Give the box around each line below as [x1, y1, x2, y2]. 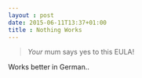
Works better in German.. [8, 62, 90, 72]
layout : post [8, 11, 55, 19]
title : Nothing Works [8, 26, 82, 34]
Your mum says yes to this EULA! [27, 48, 135, 57]
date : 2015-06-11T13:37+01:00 [8, 19, 107, 27]
